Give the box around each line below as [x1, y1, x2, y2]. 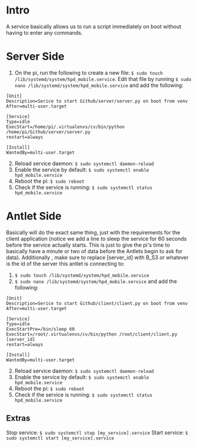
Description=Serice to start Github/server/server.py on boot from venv [6, 98, 188, 104]
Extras [6, 414, 31, 424]
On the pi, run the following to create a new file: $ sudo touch [14, 69, 163, 76]
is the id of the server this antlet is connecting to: [6, 260, 125, 267]
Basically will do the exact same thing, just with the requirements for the [6, 228, 181, 236]
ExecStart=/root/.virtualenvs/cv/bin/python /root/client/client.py [6, 331, 178, 337]
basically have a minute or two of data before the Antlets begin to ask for [6, 247, 183, 254]
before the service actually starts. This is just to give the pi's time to [6, 241, 171, 248]
